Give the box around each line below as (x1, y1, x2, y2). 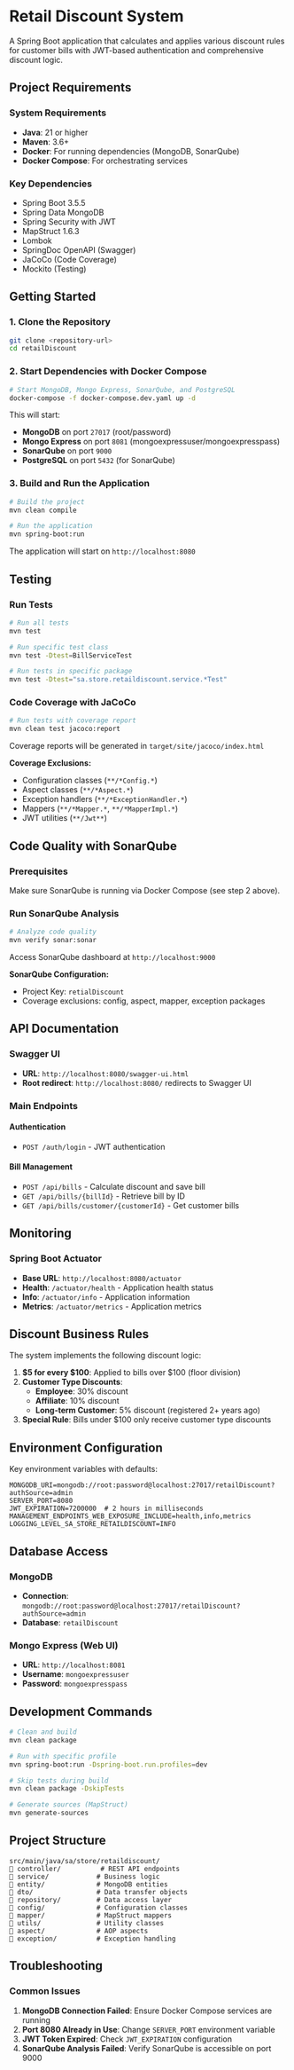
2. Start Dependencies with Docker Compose (9, 366, 207, 378)
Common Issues (9, 1985, 81, 1997)
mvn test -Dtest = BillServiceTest (9, 650, 133, 660)
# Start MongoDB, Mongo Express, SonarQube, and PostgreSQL (9, 385, 236, 394)
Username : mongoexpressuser (21, 1669, 130, 1680)
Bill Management (9, 1161, 73, 1172)
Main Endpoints (9, 1099, 78, 1112)
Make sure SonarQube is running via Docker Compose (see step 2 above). (9, 885, 281, 895)
